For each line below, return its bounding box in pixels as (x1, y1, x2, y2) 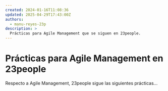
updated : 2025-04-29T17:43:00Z (5, 12, 71, 17)
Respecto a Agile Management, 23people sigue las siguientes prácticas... (5, 80, 158, 86)
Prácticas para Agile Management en (5, 53, 163, 64)
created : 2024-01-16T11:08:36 (5, 7, 69, 13)
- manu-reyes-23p (10, 21, 46, 27)
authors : (5, 17, 24, 22)
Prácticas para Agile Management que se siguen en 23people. (10, 31, 141, 36)
